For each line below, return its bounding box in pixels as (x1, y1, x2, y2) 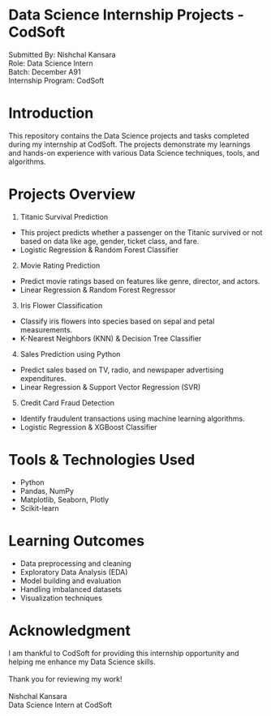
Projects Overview (8, 185, 135, 204)
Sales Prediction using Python (19, 349, 121, 358)
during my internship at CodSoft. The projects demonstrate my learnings (8, 139, 251, 149)
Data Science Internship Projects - (8, 6, 245, 24)
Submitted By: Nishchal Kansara (8, 49, 116, 59)
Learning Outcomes (8, 531, 144, 550)
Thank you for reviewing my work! (8, 674, 123, 684)
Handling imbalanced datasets (19, 584, 123, 594)
